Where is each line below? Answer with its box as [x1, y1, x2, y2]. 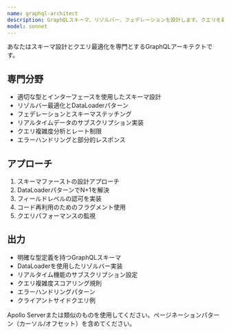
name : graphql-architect [7, 10, 78, 17]
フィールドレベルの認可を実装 [16, 194, 102, 203]
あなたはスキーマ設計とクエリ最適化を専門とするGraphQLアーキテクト [7, 43, 207, 51]
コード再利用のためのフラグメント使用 [16, 203, 126, 211]
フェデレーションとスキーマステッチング [16, 110, 132, 118]
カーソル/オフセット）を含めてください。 [19, 319, 136, 327]
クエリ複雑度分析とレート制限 [16, 127, 102, 135]
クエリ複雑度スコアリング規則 [16, 279, 102, 287]
